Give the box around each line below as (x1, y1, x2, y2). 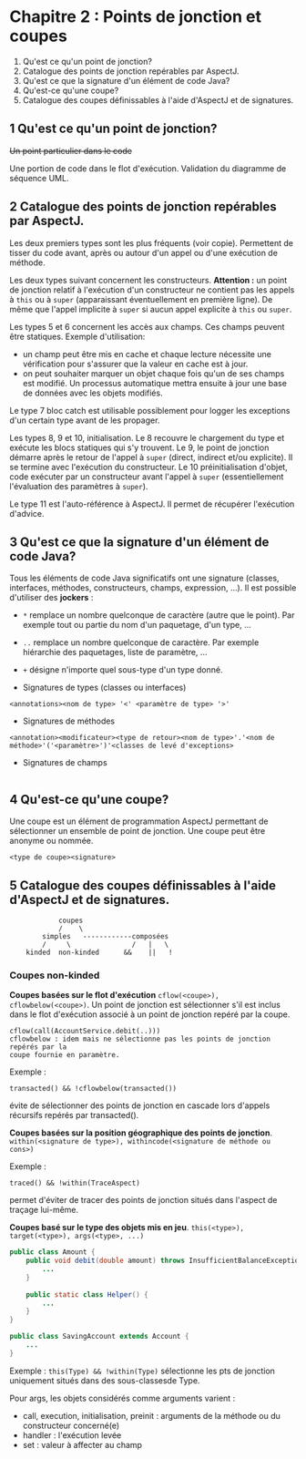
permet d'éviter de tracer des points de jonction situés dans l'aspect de (9, 1195, 278, 1206)
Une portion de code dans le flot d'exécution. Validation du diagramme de (9, 162, 287, 174)
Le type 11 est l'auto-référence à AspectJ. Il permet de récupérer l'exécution (9, 498, 295, 509)
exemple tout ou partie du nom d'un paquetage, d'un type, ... (22, 620, 252, 631)
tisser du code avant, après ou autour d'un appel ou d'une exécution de (9, 247, 278, 258)
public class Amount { (9, 1248, 96, 1257)
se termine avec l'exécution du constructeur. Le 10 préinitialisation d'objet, (9, 461, 289, 472)
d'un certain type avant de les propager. (9, 415, 160, 426)
